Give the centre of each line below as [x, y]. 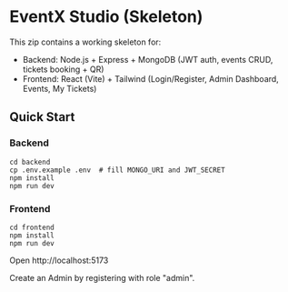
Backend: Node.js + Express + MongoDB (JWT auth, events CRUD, [148, 59]
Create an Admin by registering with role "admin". [102, 277]
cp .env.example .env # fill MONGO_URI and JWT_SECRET [117, 170]
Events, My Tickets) [60, 88]
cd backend [30, 162]
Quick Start [42, 117]
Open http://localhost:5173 [59, 260]
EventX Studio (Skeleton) [106, 17]
